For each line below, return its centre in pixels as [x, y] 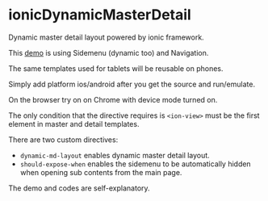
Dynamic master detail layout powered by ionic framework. [106, 37]
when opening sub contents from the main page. [101, 172]
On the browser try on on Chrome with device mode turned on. [113, 99]
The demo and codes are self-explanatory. [80, 188]
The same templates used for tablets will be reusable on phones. [116, 68]
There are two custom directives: [63, 140]
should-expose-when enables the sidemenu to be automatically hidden [136, 164]
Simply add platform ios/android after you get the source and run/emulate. [132, 84]
